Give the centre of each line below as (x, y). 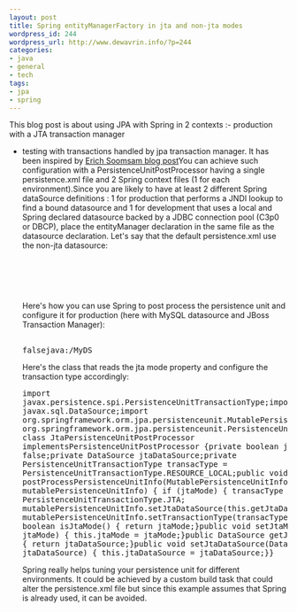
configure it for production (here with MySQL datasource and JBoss (145, 315)
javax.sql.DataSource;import (85, 411)
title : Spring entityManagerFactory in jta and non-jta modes (126, 26)
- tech (21, 75)
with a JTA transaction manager (67, 135)
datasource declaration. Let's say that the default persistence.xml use (149, 236)
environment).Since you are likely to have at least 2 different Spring (145, 189)
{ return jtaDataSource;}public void (103, 544)
